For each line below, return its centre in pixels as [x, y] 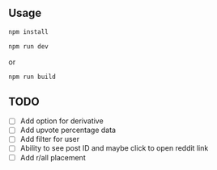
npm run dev [28, 46]
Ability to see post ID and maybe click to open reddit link [114, 148]
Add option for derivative [62, 121]
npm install [28, 31]
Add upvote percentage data [68, 130]
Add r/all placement [53, 157]
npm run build [32, 77]
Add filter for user [49, 139]
